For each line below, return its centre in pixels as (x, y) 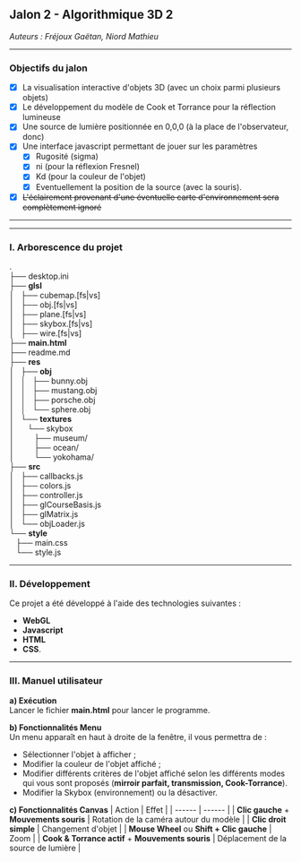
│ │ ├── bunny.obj (48, 381)
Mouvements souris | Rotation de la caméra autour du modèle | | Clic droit (148, 819)
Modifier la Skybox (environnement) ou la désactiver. (120, 792)
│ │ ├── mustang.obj (53, 390)
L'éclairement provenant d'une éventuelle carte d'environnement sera (150, 197)
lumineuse (41, 117)
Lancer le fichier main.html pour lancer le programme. (110, 710)
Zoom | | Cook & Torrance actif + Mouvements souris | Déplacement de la (148, 838)
